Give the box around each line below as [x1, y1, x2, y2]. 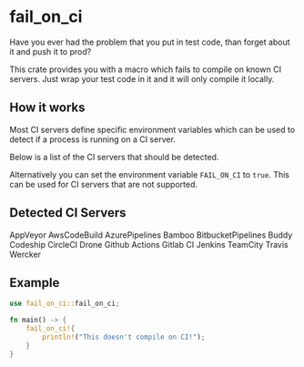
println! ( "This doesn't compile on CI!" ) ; [42, 332, 206, 342]
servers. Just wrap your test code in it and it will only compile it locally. [9, 73, 275, 84]
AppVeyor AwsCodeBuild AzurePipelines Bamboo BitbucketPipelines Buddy [9, 229, 293, 240]
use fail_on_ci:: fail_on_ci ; [9, 299, 120, 309]
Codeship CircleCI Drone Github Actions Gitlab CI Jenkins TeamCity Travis [9, 239, 289, 250]
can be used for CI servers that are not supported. [9, 178, 198, 189]
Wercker [9, 249, 42, 260]
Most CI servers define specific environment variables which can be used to [9, 124, 296, 135]
